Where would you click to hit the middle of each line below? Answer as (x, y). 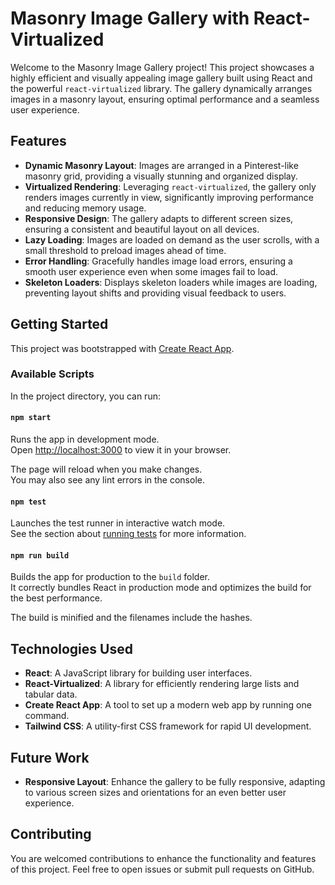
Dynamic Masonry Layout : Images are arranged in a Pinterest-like (161, 165)
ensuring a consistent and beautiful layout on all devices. (142, 229)
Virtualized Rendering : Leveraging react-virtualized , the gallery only (170, 186)
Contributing (51, 834)
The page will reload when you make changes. (106, 469)
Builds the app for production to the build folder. (110, 577)
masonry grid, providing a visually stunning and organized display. (161, 176)
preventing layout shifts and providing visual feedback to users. (155, 293)
